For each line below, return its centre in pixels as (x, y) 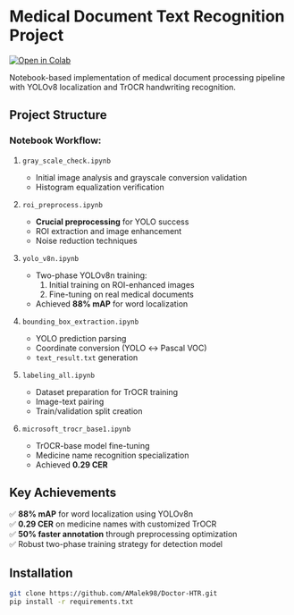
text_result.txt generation (87, 357)
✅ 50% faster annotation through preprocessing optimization (123, 535)
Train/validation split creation (89, 411)
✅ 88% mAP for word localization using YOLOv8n (101, 514)
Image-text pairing (70, 401)
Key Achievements (63, 493)
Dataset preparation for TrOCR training (107, 392)
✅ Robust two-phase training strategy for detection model (116, 544)
